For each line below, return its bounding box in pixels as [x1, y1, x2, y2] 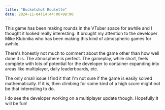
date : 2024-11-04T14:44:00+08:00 [5, 12, 74, 17]
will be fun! [5, 100, 28, 106]
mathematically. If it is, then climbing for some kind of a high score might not [5, 80, 161, 86]
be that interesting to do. [5, 86, 55, 91]
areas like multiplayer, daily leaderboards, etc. [5, 66, 99, 71]
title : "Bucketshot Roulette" [5, 7, 67, 12]
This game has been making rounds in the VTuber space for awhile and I [5, 25, 153, 31]
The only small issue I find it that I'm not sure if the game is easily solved [5, 75, 153, 81]
